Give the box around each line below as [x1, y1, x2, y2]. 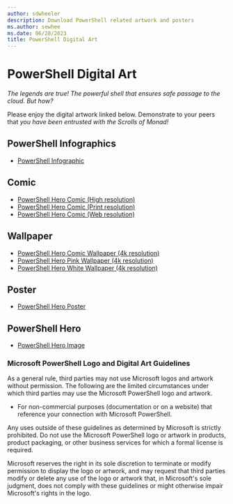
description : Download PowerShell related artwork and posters [7, 17, 195, 24]
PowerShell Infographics [7, 138, 116, 150]
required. [7, 446, 33, 454]
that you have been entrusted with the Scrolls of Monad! [7, 118, 169, 126]
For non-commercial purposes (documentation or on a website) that [17, 403, 212, 411]
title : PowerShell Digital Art [7, 36, 98, 43]
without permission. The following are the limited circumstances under [7, 382, 209, 390]
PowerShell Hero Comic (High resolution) [17, 195, 136, 203]
